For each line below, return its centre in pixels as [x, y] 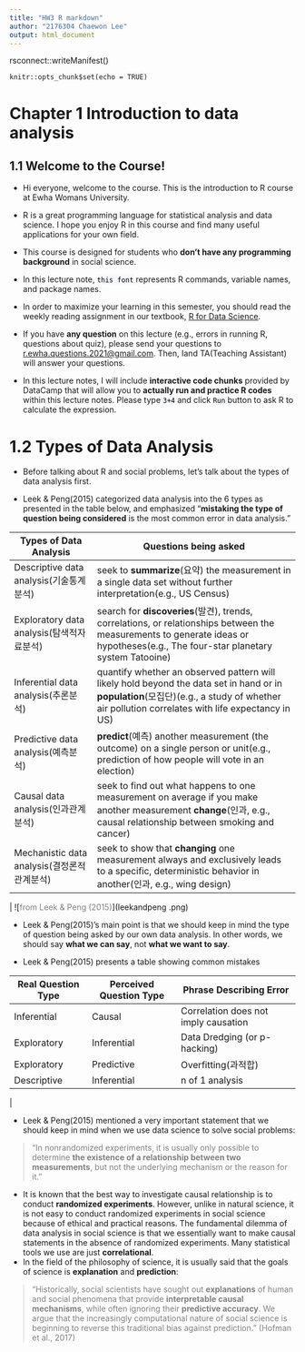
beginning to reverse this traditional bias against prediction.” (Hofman [162, 1328]
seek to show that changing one [166, 849]
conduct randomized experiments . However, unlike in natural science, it [158, 1204]
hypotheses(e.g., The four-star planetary [185, 646]
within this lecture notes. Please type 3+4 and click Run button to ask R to [158, 400]
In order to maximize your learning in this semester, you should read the [157, 307]
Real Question [49, 984]
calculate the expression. [69, 409]
